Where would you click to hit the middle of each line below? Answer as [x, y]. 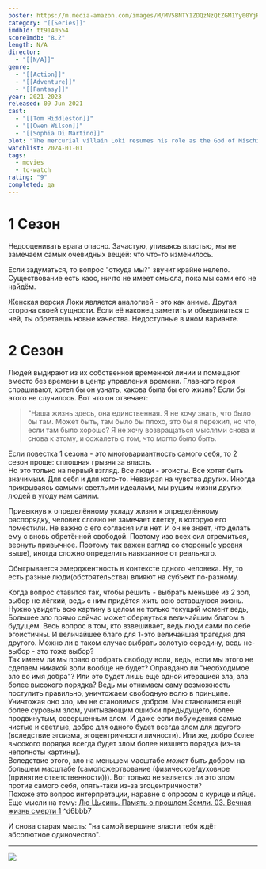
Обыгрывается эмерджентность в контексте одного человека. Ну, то [126, 568]
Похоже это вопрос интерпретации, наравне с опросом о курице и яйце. [132, 794]
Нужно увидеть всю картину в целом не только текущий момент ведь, [129, 609]
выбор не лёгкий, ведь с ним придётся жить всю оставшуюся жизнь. [126, 600]
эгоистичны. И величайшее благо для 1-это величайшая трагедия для [127, 634]
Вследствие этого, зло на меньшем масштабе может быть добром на [127, 760]
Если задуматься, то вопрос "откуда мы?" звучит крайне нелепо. [119, 269]
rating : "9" [28, 178]
